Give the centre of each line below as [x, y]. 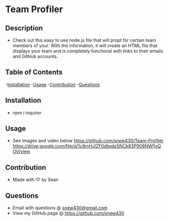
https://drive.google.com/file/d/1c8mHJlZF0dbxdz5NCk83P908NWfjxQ [87, 146]
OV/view [21, 152]
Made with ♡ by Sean [36, 180]
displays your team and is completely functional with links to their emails [88, 51]
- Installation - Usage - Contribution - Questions [52, 84]
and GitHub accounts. [35, 56]
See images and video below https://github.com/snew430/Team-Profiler [88, 141]
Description [24, 28]
